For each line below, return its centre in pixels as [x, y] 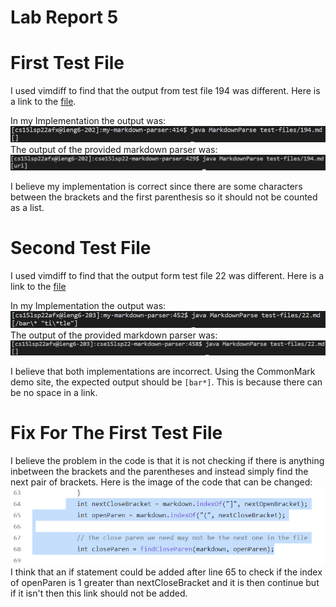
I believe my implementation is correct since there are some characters [156, 187]
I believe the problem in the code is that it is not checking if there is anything [167, 461]
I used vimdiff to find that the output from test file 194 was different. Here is [165, 91]
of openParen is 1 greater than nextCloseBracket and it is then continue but [165, 583]
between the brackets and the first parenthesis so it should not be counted [164, 197]
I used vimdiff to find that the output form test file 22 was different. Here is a [167, 276]
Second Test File [81, 248]
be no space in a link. [54, 393]
